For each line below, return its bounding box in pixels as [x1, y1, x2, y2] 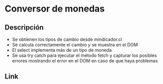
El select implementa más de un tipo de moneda [12, 47, 112, 53]
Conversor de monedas [5, 3, 105, 15]
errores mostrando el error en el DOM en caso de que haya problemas [12, 58, 158, 63]
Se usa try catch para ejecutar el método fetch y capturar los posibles [12, 52, 157, 58]
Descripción [5, 23, 44, 32]
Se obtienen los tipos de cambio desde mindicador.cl [12, 36, 122, 42]
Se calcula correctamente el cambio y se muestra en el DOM [12, 42, 138, 48]
